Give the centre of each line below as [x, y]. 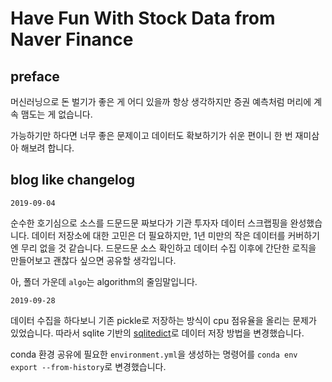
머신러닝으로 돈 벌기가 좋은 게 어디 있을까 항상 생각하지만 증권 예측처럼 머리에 [161, 101]
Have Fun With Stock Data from [143, 18]
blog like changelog [72, 180]
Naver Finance [72, 39]
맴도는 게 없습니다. [56, 114]
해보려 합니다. [47, 148]
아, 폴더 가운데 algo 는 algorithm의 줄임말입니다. [104, 281]
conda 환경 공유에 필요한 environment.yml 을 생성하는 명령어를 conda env [154, 354]
